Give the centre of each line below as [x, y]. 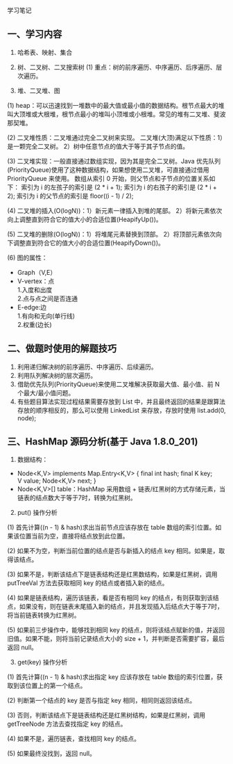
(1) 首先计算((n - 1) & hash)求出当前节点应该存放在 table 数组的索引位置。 [111, 527]
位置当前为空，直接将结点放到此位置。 [74, 536]
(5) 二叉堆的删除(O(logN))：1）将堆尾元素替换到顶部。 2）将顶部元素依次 [112, 234]
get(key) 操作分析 [42, 662]
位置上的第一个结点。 [56, 686]
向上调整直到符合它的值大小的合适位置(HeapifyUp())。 [85, 219]
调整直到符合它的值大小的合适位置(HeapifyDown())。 [89, 243]
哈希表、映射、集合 [45, 52]
